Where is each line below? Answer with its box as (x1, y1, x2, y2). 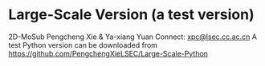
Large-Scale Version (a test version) (8, 6, 255, 24)
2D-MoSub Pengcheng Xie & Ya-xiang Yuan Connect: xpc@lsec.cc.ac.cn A (8, 32, 257, 41)
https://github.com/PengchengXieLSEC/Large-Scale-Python (8, 49, 209, 58)
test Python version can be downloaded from (8, 40, 158, 49)
